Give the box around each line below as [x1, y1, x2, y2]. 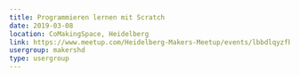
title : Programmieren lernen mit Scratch [9, 12, 166, 22]
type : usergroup [9, 54, 69, 63]
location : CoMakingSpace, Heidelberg [9, 29, 149, 38]
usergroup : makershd [9, 46, 86, 55]
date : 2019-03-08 [9, 21, 74, 30]
